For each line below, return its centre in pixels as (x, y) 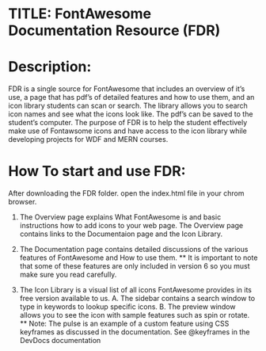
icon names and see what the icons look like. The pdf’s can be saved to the (131, 114)
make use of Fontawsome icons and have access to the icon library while (127, 131)
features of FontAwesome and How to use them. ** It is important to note (139, 258)
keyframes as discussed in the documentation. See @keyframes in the (135, 332)
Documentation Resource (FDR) (114, 31)
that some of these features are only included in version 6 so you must (135, 266)
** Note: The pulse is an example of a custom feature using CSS (124, 324)
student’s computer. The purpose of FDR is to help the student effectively (128, 123)
